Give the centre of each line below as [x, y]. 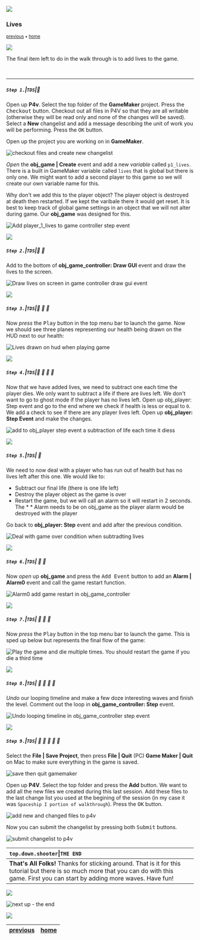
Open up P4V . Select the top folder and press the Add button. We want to [97, 785]
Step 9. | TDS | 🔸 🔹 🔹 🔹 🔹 [33, 740]
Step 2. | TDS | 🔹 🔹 [26, 250]
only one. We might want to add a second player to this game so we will [94, 177]
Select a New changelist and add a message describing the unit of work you [100, 124]
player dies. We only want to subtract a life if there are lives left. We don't [96, 394]
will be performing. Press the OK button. [55, 130]
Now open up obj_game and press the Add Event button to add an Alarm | [99, 576]
